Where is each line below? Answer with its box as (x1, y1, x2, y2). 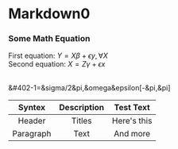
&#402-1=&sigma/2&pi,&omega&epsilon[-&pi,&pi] (8, 83, 171, 93)
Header (17, 116, 46, 127)
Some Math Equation (8, 33, 91, 44)
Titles (71, 116, 93, 127)
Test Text (114, 102, 151, 113)
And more (114, 128, 151, 139)
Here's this (111, 116, 153, 127)
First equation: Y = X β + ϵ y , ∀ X (8, 51, 109, 60)
